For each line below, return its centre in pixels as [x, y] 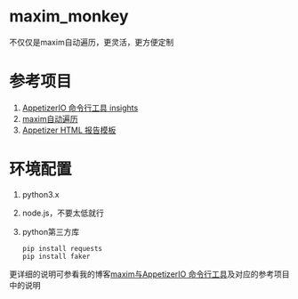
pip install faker [56, 256]
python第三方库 [51, 231]
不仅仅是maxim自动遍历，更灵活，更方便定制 [92, 42]
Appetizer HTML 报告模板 [69, 130]
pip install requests [62, 248]
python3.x [40, 194]
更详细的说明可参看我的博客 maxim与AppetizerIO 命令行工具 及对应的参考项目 [149, 274]
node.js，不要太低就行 [63, 213]
